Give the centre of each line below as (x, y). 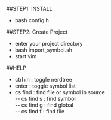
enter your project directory (49, 43)
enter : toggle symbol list (45, 86)
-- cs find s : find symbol (45, 99)
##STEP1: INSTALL (29, 9)
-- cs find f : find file (39, 111)
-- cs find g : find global (44, 105)
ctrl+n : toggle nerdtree (44, 79)
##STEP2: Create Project (37, 32)
